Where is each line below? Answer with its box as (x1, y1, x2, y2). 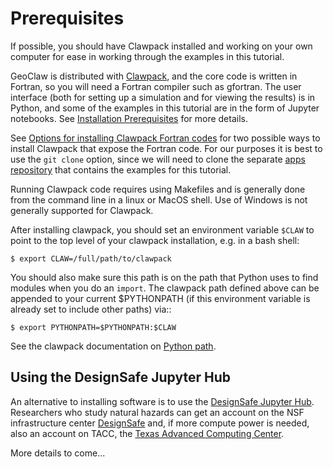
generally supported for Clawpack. (10, 204, 154, 216)
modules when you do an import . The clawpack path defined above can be (10, 282, 320, 294)
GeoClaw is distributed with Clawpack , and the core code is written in (10, 70, 298, 82)
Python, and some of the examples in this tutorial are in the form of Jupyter (10, 102, 320, 114)
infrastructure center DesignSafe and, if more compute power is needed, (10, 417, 310, 429)
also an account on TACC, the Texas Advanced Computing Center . (10, 427, 285, 439)
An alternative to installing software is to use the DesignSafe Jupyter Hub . (10, 395, 315, 407)
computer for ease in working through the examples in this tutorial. (10, 50, 285, 62)
